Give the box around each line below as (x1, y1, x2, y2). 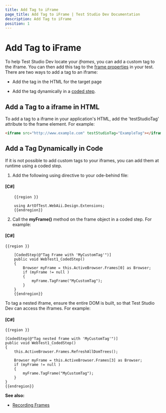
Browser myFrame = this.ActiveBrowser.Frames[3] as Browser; (14, 358, 142, 363)
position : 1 (5, 21, 30, 26)
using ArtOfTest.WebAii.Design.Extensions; (14, 203, 105, 208)
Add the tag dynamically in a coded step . (12, 89, 96, 94)
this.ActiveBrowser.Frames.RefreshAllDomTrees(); (14, 349, 119, 354)
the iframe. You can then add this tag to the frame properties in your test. (5, 64, 154, 70)
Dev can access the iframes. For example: (5, 305, 91, 312)
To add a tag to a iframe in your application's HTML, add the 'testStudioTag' (5, 116, 160, 122)
